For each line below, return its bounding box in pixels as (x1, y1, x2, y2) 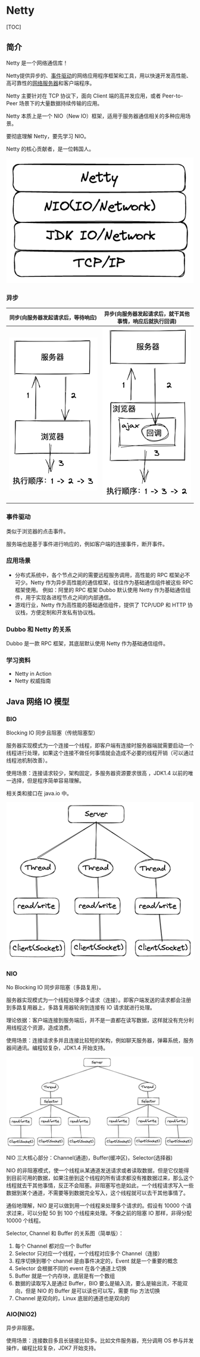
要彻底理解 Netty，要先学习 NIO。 (6, 132, 89, 139)
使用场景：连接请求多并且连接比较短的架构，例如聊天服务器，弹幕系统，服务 (6, 1037, 194, 1044)
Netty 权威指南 (14, 677, 51, 685)
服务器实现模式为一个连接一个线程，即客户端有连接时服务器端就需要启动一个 (6, 742, 194, 749)
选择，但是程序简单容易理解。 (11, 777, 85, 784)
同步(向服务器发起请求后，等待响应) (9, 313, 97, 321)
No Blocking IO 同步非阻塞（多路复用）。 (6, 984, 105, 991)
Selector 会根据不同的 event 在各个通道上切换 (14, 1264, 127, 1271)
